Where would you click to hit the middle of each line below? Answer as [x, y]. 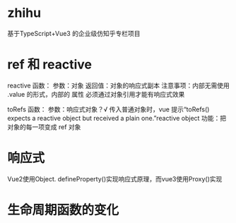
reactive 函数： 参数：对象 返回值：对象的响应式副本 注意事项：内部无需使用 [118, 85]
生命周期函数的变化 [63, 210]
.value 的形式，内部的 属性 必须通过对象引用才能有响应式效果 [96, 94]
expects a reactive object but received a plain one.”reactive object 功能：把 [117, 118]
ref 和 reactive [50, 65]
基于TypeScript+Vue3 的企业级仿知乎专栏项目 [74, 33]
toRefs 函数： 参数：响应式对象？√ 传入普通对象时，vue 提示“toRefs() [108, 109]
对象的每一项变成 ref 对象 [44, 127]
